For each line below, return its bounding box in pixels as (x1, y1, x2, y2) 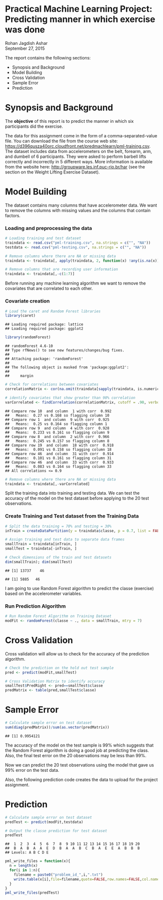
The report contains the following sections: (5, 55, 91, 60)
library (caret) (5, 313, 36, 318)
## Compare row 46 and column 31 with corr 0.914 (5, 451, 114, 456)
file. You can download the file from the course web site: (5, 138, 118, 144)
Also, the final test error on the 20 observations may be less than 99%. (5, 752, 147, 758)
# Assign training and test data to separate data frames (5, 537, 125, 542)
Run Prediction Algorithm (5, 603, 66, 610)
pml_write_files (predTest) (5, 890, 60, 895)
